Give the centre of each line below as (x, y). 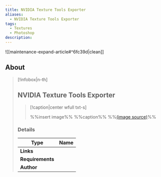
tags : (11, 24)
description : (19, 38)
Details (26, 130)
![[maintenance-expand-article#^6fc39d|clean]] (54, 52)
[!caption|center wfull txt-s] (58, 107)
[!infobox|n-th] (32, 79)
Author (28, 167)
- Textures (21, 28)
